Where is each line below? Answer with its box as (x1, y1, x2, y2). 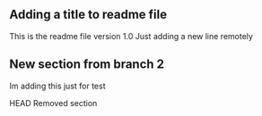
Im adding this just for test (9, 80, 106, 91)
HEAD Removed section (9, 97, 98, 108)
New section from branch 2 (9, 57, 164, 72)
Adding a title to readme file (9, 7, 168, 22)
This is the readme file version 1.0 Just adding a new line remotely (9, 30, 254, 41)
